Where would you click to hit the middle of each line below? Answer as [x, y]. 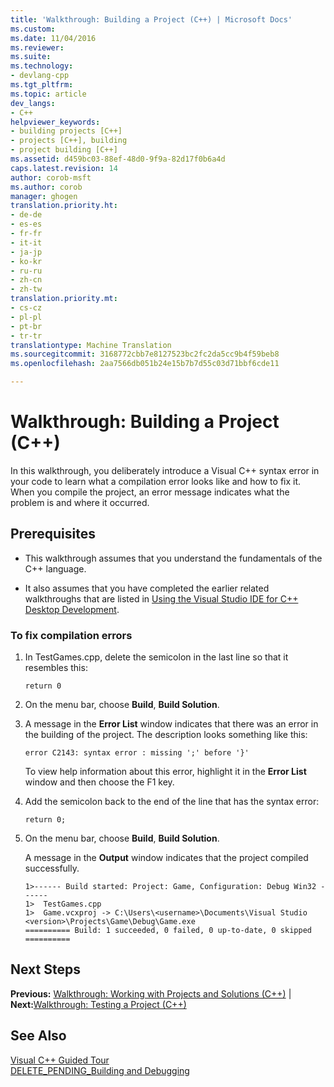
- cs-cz [26, 308]
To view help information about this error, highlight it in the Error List [165, 772]
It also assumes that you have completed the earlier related [147, 588]
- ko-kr [26, 261]
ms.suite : [31, 57]
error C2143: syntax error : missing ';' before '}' [137, 753]
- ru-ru [26, 271]
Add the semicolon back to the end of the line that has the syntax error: [172, 802]
